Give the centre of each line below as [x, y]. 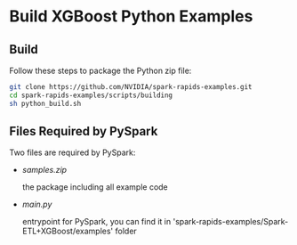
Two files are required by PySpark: [72, 152]
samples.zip [44, 170]
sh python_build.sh [45, 103]
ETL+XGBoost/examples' [68, 231]
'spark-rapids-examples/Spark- [231, 222]
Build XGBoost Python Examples [131, 16]
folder [126, 231]
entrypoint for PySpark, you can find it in [96, 222]
